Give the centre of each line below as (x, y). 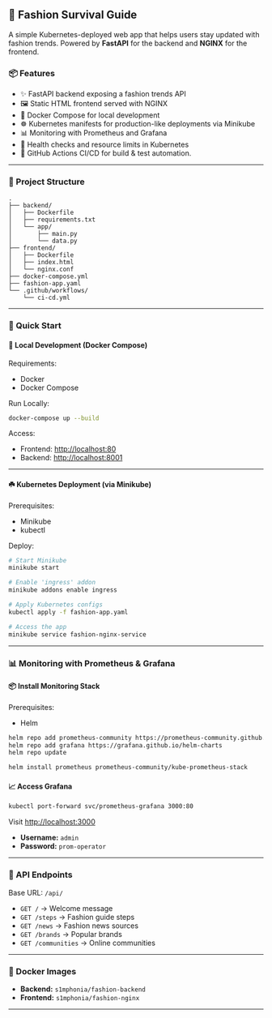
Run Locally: (29, 403)
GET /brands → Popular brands (71, 934)
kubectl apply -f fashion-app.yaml (68, 612)
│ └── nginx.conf (41, 269)
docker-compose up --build (54, 418)
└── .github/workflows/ (49, 291)
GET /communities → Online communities (88, 943)
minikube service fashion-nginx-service (78, 634)
